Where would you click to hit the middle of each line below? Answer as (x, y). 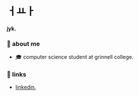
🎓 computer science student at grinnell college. (74, 57)
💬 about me (23, 44)
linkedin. (25, 87)
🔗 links (17, 75)
